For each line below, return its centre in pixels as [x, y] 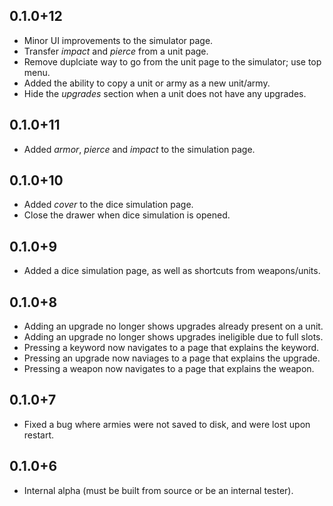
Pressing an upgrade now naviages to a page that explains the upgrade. [172, 358]
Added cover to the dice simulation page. [108, 205]
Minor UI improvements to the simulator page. [118, 40]
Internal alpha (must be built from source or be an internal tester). [158, 490]
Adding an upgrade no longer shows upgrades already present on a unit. [173, 326]
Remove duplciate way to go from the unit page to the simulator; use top [172, 61]
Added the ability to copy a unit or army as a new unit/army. [147, 83]
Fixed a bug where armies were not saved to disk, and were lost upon [167, 424]
